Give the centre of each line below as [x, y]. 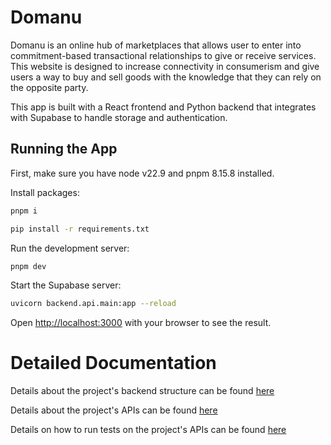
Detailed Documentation [113, 363]
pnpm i [24, 211]
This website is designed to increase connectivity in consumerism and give [165, 66]
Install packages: [45, 192]
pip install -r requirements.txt [80, 229]
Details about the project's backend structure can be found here [142, 391]
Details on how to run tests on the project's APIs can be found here [148, 430]
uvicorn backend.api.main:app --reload [93, 304]
